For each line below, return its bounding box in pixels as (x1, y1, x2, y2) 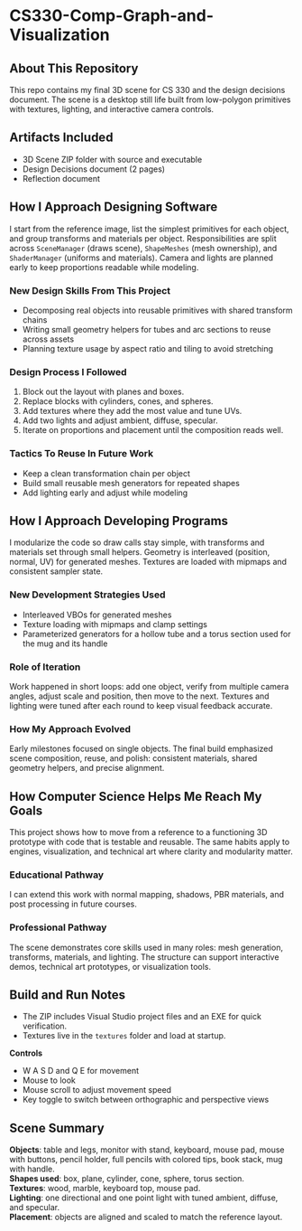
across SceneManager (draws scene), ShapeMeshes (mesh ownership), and (9, 242, 278, 253)
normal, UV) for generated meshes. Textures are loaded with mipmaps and (9, 557, 287, 568)
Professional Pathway (9, 921, 107, 934)
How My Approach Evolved (9, 722, 132, 735)
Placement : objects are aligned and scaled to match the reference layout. (9, 1212, 283, 1223)
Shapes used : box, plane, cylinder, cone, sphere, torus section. (9, 1173, 245, 1184)
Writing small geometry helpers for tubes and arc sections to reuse (22, 324, 271, 334)
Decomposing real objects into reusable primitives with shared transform (22, 305, 293, 315)
